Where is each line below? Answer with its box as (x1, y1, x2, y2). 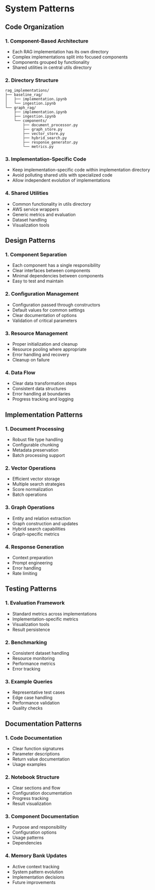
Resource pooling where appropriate (12, 347, 87, 353)
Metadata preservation (12, 447, 59, 453)
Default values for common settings (12, 307, 85, 313)
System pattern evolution (12, 869, 63, 875)
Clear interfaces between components (12, 267, 91, 273)
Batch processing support (12, 452, 65, 458)
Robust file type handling (12, 437, 63, 443)
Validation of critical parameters (12, 317, 77, 323)
